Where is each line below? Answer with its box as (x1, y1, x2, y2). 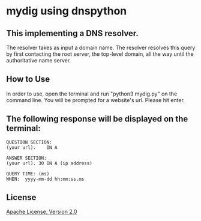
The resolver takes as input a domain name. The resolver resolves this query (6, 44, 196, 51)
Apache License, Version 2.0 (6, 208, 77, 216)
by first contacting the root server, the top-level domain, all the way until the (6, 50, 194, 58)
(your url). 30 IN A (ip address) (6, 160, 93, 166)
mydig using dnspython (6, 4, 127, 18)
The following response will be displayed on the (6, 114, 188, 124)
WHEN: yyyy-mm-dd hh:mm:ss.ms (6, 176, 85, 182)
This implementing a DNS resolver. (6, 28, 139, 38)
